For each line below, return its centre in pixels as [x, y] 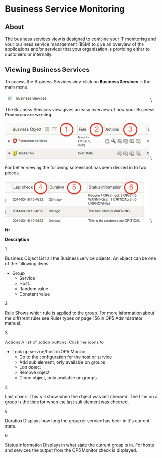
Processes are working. [29, 114]
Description [17, 239]
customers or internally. [29, 54]
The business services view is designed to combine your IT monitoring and [81, 39]
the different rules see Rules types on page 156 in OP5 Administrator [74, 318]
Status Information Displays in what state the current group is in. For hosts [80, 445]
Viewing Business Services [47, 70]
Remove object [34, 372]
